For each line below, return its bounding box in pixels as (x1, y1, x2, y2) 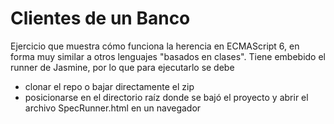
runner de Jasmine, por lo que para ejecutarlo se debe (10, 61, 235, 73)
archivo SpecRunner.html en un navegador (24, 102, 202, 114)
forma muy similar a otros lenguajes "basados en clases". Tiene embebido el (10, 50, 327, 62)
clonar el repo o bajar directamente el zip (24, 80, 195, 92)
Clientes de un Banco (10, 7, 191, 30)
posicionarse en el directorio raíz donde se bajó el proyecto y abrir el (24, 91, 309, 103)
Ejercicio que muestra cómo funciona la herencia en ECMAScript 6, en (10, 40, 300, 52)
